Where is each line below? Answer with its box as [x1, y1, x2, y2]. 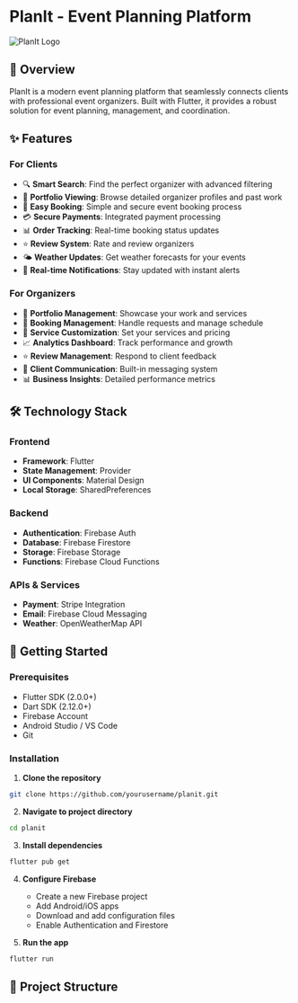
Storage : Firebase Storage [22, 546, 121, 557]
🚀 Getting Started [9, 644, 109, 660]
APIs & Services [9, 578, 81, 590]
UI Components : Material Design [22, 475, 145, 486]
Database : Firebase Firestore [22, 537, 131, 547]
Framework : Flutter [22, 456, 95, 466]
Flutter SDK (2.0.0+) [22, 691, 97, 702]
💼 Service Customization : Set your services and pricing [22, 326, 231, 338]
